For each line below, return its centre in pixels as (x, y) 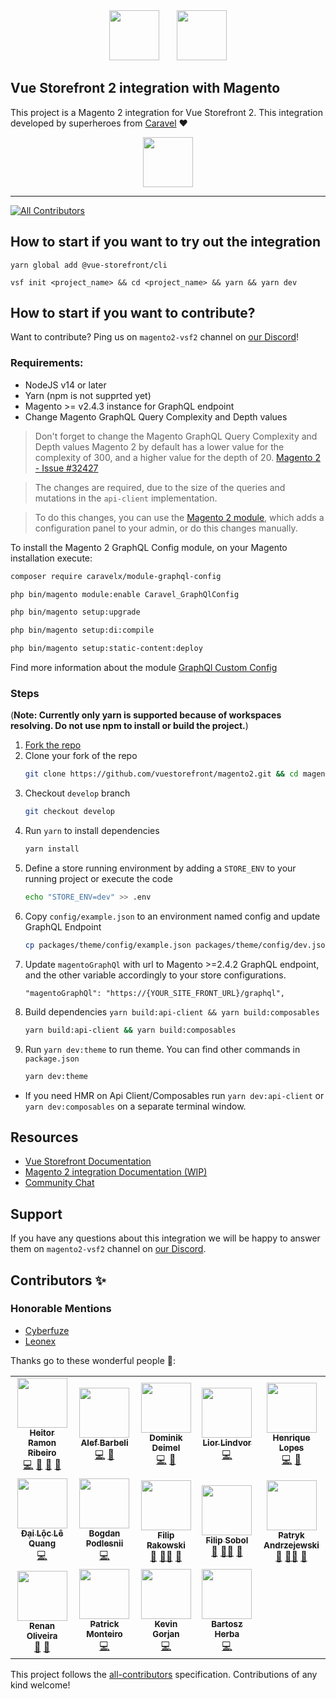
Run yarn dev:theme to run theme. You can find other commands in (162, 1049)
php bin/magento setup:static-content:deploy (106, 649)
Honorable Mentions (61, 1309)
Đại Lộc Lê (42, 1533)
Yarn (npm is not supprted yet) (88, 395)
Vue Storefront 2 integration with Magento (145, 88)
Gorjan (166, 1633)
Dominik (166, 1437)
